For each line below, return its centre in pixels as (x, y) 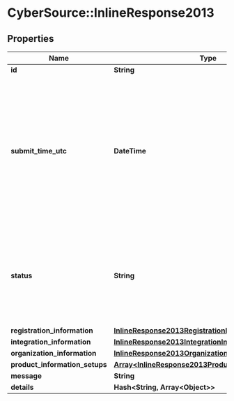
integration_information (51, 342)
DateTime (130, 151)
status (22, 275)
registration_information (52, 331)
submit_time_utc (39, 151)
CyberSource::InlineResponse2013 (111, 13)
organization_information (54, 353)
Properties (31, 39)
